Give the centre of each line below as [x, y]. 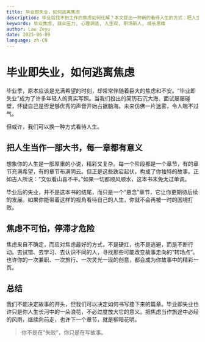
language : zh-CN [27, 40]
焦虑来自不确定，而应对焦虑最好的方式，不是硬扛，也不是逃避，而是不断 [97, 244]
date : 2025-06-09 [28, 35]
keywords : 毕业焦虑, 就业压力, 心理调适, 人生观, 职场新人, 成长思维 [86, 23]
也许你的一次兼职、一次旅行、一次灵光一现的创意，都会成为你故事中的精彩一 [103, 259]
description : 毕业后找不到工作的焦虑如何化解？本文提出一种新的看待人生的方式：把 [99, 18]
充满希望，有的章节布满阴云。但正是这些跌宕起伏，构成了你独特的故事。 [102, 171]
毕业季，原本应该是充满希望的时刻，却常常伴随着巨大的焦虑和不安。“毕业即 [101, 91]
